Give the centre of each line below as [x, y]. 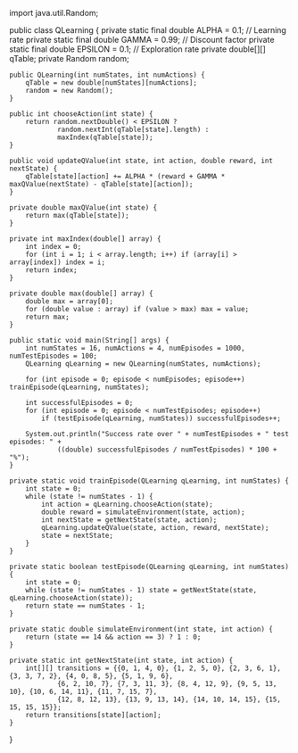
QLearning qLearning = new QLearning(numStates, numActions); [143, 364]
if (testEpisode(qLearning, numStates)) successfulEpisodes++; [161, 418]
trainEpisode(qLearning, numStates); [79, 387]
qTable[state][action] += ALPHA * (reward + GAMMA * [125, 177]
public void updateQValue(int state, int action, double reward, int [141, 161]
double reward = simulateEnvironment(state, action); [143, 512]
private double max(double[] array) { [81, 294]
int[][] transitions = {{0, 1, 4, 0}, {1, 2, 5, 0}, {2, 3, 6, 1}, [153, 668]
